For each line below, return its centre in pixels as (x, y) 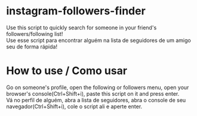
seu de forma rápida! (32, 47)
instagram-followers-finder (76, 11)
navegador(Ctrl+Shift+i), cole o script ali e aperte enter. (74, 106)
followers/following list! (35, 33)
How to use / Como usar (67, 71)
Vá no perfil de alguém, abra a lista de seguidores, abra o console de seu (96, 100)
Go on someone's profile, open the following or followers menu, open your (98, 87)
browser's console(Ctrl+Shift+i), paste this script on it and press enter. (93, 93)
